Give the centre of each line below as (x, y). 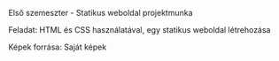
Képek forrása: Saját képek (58, 47)
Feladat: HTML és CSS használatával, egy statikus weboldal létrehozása (139, 30)
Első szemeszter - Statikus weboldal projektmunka (101, 13)
